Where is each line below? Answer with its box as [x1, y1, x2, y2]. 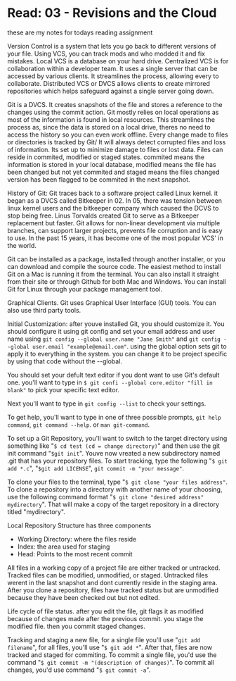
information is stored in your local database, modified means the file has [7, 160, 216, 168]
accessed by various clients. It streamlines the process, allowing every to [7, 72, 219, 80]
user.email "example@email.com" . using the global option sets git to [32, 342, 227, 350]
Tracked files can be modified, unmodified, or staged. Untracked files [7, 570, 209, 579]
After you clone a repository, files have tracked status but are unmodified [7, 586, 219, 594]
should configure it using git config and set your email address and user [7, 327, 216, 335]
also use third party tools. [7, 306, 81, 314]
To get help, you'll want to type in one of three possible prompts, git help [7, 413, 221, 421]
